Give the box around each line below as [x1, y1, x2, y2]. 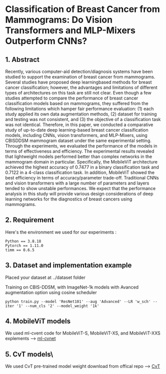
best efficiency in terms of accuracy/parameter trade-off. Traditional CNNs [5, 175, 159, 180]
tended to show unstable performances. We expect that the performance [5, 185, 156, 191]
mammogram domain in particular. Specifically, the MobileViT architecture [5, 159, 157, 164]
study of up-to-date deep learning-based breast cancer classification [5, 127, 148, 133]
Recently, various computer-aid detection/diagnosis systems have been [5, 68, 153, 74]
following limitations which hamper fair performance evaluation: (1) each [5, 106, 154, 111]
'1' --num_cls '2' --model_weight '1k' [16, 303, 99, 308]
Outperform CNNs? [5, 35, 87, 47]
